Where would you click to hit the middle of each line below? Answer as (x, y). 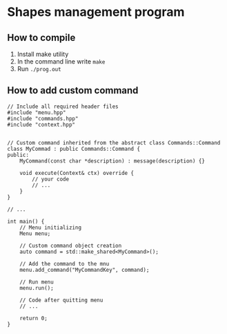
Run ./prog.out (39, 69)
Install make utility (43, 54)
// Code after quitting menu (61, 300)
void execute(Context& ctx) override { (77, 173)
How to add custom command (73, 91)
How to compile (41, 38)
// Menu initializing (50, 228)
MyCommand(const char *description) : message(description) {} (112, 161)
